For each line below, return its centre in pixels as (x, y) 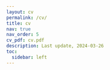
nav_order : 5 (23, 35)
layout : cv (20, 12)
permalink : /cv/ (27, 18)
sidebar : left (29, 57)
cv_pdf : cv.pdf (25, 40)
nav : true (19, 29)
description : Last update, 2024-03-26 (55, 46)
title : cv (19, 23)
